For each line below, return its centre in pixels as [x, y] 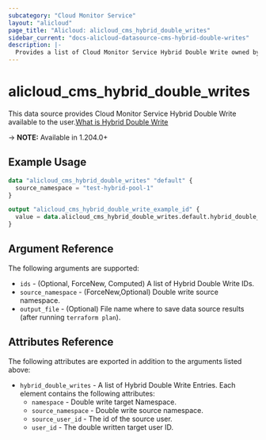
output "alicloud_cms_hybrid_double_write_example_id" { [104, 210]
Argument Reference [61, 249]
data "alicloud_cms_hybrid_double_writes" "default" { [101, 180]
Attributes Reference [61, 342]
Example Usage [47, 162]
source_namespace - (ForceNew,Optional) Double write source [119, 292]
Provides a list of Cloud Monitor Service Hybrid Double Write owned [132, 52]
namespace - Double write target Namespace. [104, 402]
